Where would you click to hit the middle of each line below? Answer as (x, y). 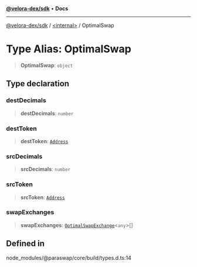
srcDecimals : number (45, 169)
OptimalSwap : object (47, 65)
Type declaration (38, 84)
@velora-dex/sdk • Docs (37, 9)
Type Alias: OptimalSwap (69, 49)
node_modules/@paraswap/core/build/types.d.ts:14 (69, 258)
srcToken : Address (43, 197)
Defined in (26, 244)
